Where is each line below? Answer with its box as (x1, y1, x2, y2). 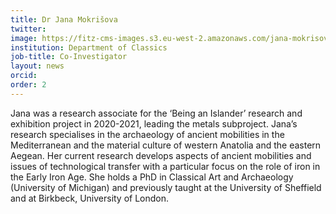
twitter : (10, 24, 47, 34)
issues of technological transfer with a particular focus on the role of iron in (10, 160, 321, 172)
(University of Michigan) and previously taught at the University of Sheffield (10, 181, 322, 193)
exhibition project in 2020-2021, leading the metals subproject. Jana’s (10, 117, 298, 130)
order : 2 (10, 80, 47, 90)
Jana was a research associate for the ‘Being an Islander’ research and (10, 107, 303, 119)
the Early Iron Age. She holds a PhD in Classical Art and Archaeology (10, 171, 294, 183)
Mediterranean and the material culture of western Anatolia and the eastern (10, 139, 322, 151)
